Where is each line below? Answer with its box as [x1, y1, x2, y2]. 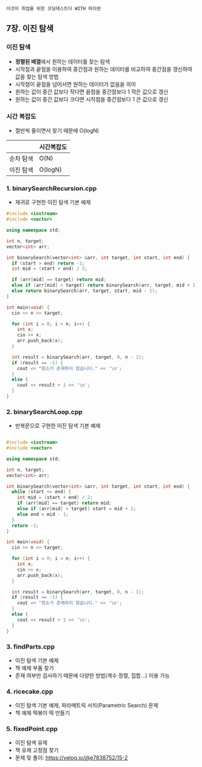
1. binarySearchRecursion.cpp [6, 184, 97, 192]
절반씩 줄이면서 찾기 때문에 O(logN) [14, 127, 99, 134]
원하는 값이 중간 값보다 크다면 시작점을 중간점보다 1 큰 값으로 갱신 [14, 95, 169, 103]
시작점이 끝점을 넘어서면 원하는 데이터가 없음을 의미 [14, 80, 136, 87]
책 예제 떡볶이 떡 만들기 [14, 709, 71, 716]
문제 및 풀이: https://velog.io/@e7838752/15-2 [14, 754, 128, 762]
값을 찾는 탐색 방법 [14, 73, 59, 80]
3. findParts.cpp [6, 642, 55, 651]
